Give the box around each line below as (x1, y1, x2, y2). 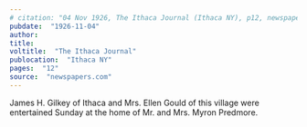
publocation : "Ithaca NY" (9, 55, 112, 64)
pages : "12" (9, 64, 59, 73)
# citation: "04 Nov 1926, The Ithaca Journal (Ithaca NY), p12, (9, 13, 263, 23)
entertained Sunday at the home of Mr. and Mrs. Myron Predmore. (9, 106, 259, 118)
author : (9, 30, 39, 39)
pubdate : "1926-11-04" (9, 22, 101, 31)
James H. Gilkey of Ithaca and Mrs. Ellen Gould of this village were (9, 97, 260, 108)
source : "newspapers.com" (9, 73, 112, 82)
